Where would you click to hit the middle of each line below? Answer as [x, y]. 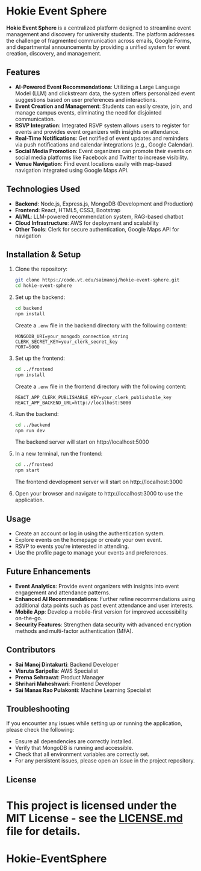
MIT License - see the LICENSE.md [95, 818]
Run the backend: [37, 413]
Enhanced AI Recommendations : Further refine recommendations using [105, 599]
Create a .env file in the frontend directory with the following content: [100, 386]
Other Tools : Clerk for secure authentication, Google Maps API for [97, 229]
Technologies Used [43, 189]
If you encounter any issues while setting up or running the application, [94, 723]
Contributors [31, 650]
